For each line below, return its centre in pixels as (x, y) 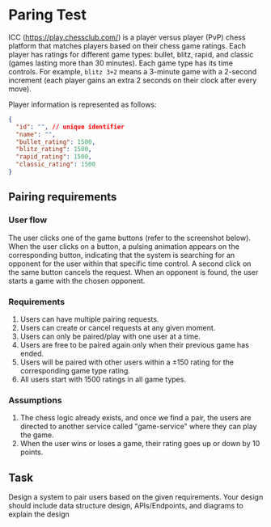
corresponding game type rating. (75, 370)
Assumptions (35, 400)
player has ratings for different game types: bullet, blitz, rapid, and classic (131, 54)
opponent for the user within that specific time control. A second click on (130, 263)
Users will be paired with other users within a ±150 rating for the (127, 362)
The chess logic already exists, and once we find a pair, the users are (135, 418)
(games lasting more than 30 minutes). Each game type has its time (121, 63)
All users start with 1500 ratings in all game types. (103, 379)
